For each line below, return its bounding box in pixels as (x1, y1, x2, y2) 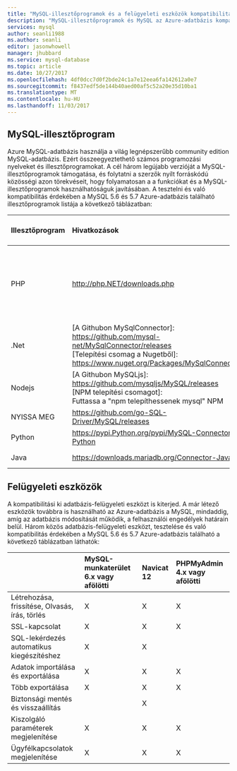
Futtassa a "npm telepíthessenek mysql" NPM (71, 396, 224, 406)
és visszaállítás (11, 703, 61, 712)
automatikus (11, 642, 51, 652)
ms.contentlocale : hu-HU (7, 96, 80, 103)
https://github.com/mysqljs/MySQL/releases (71, 378, 219, 388)
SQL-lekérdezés (11, 633, 66, 642)
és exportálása (11, 671, 60, 681)
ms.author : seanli (7, 37, 61, 44)
